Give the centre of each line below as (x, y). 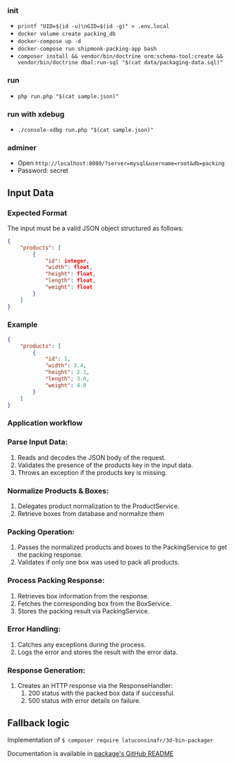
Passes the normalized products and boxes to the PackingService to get (122, 547)
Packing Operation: (41, 531)
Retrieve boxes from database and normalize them (91, 513)
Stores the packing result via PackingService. (84, 611)
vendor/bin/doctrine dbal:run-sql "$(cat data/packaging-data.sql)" (120, 63)
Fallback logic (38, 723)
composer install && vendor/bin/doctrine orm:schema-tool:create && (120, 56)
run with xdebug (36, 114)
